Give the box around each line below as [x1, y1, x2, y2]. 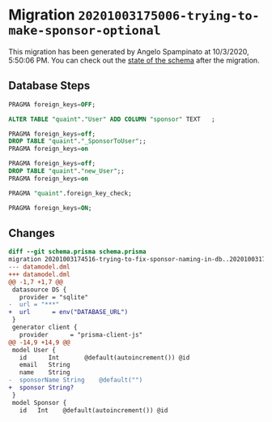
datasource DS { [11, 286, 67, 294]
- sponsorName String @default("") [8, 376, 143, 385]
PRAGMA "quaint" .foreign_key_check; [8, 189, 132, 197]
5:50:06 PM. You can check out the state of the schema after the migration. [8, 55, 261, 65]
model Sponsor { [11, 398, 67, 407]
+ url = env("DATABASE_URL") [8, 308, 129, 316]
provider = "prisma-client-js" [19, 330, 143, 338]
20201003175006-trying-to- [78, 8, 260, 24]
